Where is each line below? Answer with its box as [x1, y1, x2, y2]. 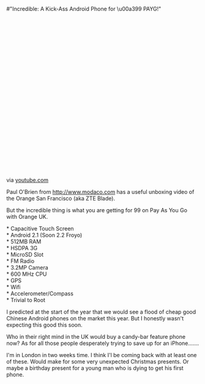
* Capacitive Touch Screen [6, 225, 75, 232]
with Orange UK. [6, 213, 48, 220]
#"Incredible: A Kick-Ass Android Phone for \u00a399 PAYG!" [6, 6, 162, 12]
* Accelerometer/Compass [6, 290, 73, 297]
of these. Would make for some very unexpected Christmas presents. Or [6, 358, 189, 365]
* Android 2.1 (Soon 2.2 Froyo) [6, 232, 83, 238]
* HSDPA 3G [6, 245, 38, 251]
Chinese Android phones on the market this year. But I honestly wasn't [6, 315, 184, 322]
